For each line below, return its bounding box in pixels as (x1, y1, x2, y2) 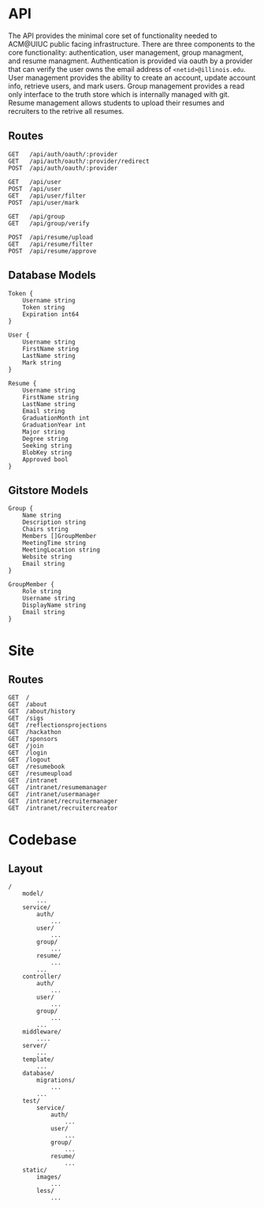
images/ (36, 1173, 61, 1181)
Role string (22, 588, 61, 596)
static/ (22, 1166, 47, 1174)
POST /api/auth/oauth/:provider (8, 164, 118, 172)
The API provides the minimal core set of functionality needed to (8, 31, 218, 40)
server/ (22, 1042, 47, 1050)
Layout (8, 862, 43, 875)
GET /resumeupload (8, 770, 73, 778)
